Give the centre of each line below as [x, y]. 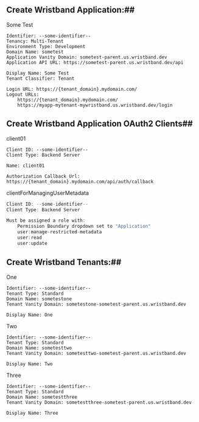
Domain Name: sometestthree [42, 397]
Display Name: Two [30, 364]
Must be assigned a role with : [46, 221]
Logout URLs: [23, 94]
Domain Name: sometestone [39, 299]
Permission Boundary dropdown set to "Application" [84, 227]
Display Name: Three [33, 413]
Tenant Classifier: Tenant [40, 79]
